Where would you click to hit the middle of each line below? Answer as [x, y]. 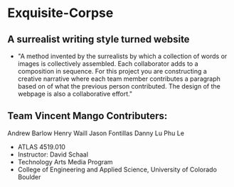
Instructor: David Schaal [53, 154]
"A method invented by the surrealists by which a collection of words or [122, 56]
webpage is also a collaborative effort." [75, 94]
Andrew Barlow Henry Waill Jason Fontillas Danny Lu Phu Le [96, 133]
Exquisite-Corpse [60, 13]
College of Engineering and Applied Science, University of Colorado [117, 169]
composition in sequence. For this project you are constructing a [112, 71]
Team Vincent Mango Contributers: [87, 116]
